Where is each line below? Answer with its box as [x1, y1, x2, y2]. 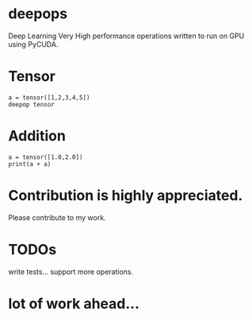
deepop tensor [8, 100, 55, 108]
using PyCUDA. [8, 39, 59, 48]
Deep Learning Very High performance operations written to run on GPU [8, 31, 245, 41]
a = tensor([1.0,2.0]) [8, 153, 83, 161]
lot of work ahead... [8, 295, 140, 312]
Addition [8, 127, 66, 145]
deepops [8, 5, 68, 23]
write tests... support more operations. [8, 267, 133, 276]
